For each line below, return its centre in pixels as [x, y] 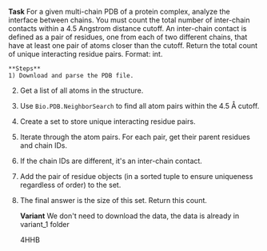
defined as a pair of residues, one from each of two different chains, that [128, 37]
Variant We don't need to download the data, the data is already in [130, 216]
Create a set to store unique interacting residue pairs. [108, 122]
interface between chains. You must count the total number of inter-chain [129, 20]
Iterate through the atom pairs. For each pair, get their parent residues [135, 137]
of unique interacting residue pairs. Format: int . [86, 54]
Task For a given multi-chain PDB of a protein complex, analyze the [119, 12]
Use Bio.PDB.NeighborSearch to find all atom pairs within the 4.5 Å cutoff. [139, 106]
